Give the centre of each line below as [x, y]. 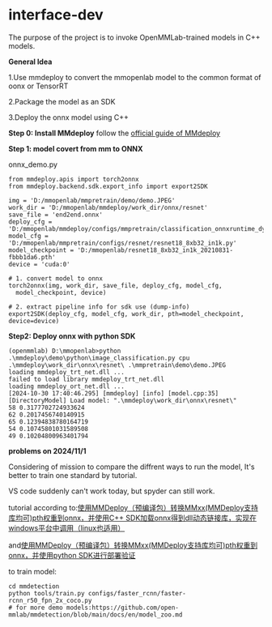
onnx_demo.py [33, 164]
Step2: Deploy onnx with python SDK [72, 336]
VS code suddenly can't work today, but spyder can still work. [112, 491]
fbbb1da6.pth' [32, 257]
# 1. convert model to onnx [56, 278]
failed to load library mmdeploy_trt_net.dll [86, 379]
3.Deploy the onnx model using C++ [69, 117]
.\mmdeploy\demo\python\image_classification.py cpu [99, 358]
